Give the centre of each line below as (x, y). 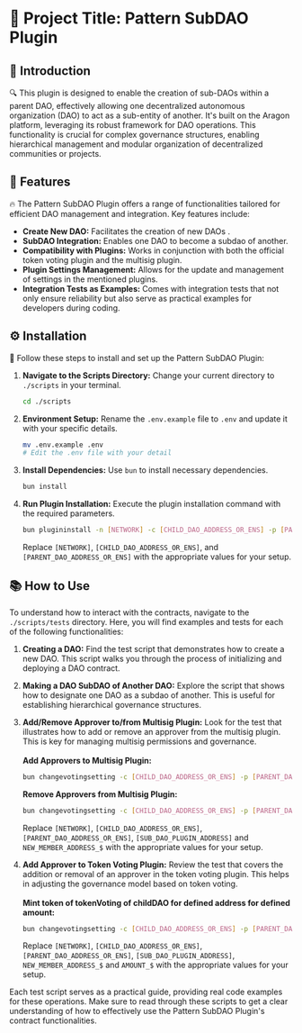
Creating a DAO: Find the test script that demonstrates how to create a (153, 648)
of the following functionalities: (67, 631)
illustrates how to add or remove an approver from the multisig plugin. (151, 731)
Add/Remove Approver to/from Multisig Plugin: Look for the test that (152, 722)
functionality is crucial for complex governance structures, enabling (134, 135)
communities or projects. (55, 154)
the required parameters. (68, 513)
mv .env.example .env (62, 445)
